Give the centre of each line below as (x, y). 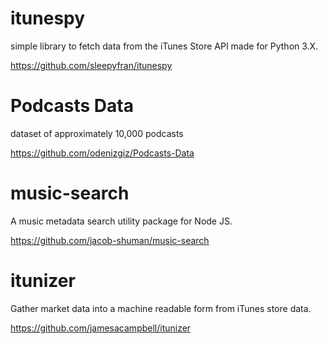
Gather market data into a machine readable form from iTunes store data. (161, 308)
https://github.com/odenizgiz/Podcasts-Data (102, 153)
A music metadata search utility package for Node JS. (121, 221)
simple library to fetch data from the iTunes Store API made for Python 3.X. (164, 46)
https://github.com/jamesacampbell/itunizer (101, 328)
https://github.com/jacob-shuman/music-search (110, 240)
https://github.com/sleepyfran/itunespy (91, 65)
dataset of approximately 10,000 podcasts (97, 133)
